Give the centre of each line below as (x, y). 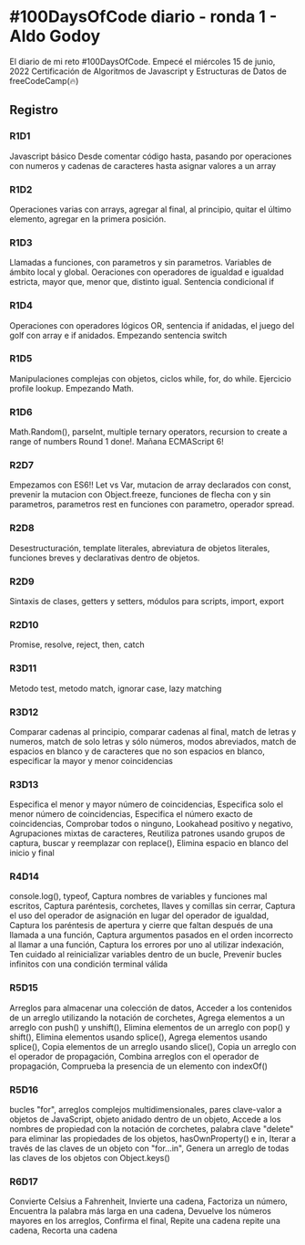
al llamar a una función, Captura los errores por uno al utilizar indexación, (147, 945)
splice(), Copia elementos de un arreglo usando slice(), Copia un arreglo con (153, 1046)
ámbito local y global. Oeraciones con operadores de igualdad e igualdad (147, 272)
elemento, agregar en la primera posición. (88, 219)
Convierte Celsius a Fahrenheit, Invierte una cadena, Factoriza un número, (149, 1201)
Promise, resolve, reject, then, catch (77, 644)
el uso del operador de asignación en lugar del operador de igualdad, (139, 915)
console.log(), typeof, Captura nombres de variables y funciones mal (138, 896)
